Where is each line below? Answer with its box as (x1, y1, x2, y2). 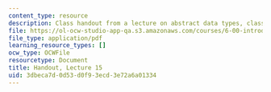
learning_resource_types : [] (8, 42, 106, 50)
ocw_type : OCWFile (8, 49, 70, 57)
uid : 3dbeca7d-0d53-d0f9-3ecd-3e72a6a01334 (8, 71, 157, 79)
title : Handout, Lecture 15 (8, 64, 103, 72)
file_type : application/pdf (8, 34, 103, 42)
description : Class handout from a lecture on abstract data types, (8, 19, 244, 27)
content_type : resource (8, 11, 89, 20)
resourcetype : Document (8, 57, 89, 65)
